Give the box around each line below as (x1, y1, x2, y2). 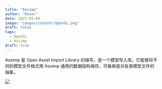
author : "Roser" (5, 12, 38, 16)
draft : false (5, 25, 32, 30)
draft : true (5, 43, 29, 48)
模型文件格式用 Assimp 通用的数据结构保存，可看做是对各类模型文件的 (13, 63, 155, 69)
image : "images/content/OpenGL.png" (5, 20, 79, 26)
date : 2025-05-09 (5, 16, 40, 21)
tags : (5, 30, 16, 34)
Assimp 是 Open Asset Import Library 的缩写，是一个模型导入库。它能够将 (5, 57, 153, 63)
